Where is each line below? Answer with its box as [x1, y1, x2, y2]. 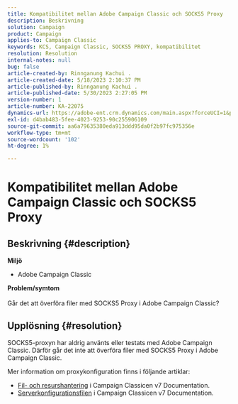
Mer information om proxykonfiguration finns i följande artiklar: [7, 367, 191, 376]
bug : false [7, 63, 40, 70]
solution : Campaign [7, 23, 65, 31]
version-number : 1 [7, 97, 62, 104]
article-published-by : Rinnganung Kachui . [7, 83, 138, 90]
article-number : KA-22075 [7, 103, 84, 110]
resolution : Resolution [7, 50, 78, 58]
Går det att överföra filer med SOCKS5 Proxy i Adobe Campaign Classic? [7, 299, 220, 307]
